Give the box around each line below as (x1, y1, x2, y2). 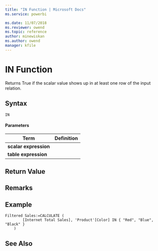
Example (5, 200, 32, 209)
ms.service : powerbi (5, 12, 47, 17)
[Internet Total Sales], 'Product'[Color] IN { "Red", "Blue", (22, 217, 154, 223)
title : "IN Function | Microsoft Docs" (5, 7, 86, 12)
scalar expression (7, 143, 50, 150)
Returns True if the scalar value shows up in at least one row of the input (5, 80, 151, 86)
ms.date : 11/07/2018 (5, 20, 47, 25)
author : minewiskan (5, 34, 45, 39)
